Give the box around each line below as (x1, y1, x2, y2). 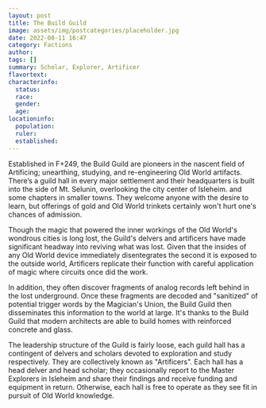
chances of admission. (8, 210, 83, 219)
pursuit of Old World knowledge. (8, 391, 115, 400)
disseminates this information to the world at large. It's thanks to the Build (8, 307, 249, 318)
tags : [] (8, 56, 37, 64)
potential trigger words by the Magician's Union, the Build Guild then (8, 299, 232, 309)
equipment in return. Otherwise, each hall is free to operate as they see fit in (8, 382, 258, 391)
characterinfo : (8, 78, 59, 86)
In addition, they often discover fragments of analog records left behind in (8, 283, 250, 292)
